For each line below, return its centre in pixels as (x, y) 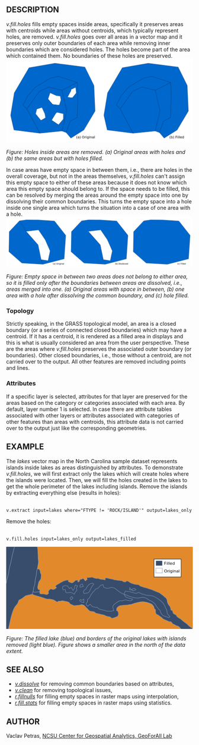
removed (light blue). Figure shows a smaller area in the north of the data (96, 645)
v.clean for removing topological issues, (63, 690)
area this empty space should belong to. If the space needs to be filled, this (98, 188)
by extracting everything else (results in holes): (64, 492)
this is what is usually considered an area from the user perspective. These (98, 343)
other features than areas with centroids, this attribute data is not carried (95, 422)
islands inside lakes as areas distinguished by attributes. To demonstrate (95, 467)
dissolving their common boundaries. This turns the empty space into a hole (99, 201)
